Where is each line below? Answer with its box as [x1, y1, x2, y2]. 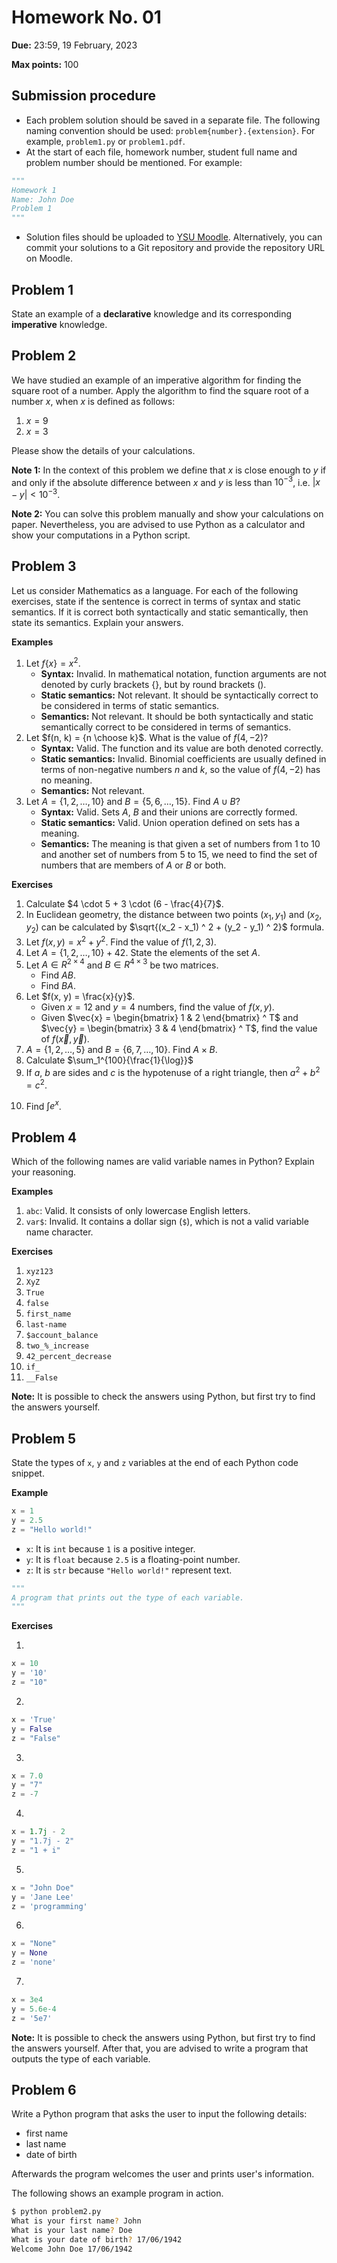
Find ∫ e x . [25, 1098, 62, 1112]
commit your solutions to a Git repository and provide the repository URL [25, 242, 326, 254]
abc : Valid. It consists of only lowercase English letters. [25, 1205, 251, 1217]
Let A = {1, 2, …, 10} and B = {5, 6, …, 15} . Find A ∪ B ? [25, 795, 241, 807]
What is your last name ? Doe [11, 2226, 133, 2236]
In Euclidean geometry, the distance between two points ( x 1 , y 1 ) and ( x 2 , [25, 908, 323, 923]
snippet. [11, 1467, 45, 1480]
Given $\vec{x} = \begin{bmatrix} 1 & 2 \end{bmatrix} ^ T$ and [40, 1012, 299, 1024]
